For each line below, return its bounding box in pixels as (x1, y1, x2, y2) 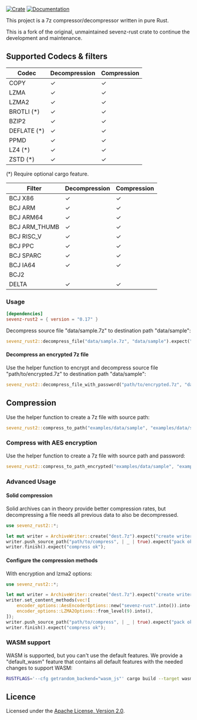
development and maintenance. (6, 35, 83, 41)
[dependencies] (6, 311, 43, 317)
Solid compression (6, 492, 53, 499)
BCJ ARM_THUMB (9, 223, 60, 231)
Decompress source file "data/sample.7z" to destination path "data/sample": (6, 327, 191, 334)
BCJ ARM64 (9, 213, 43, 221)
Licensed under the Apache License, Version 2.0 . (6, 708, 125, 715)
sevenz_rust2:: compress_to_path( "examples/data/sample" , (6, 425, 148, 431)
